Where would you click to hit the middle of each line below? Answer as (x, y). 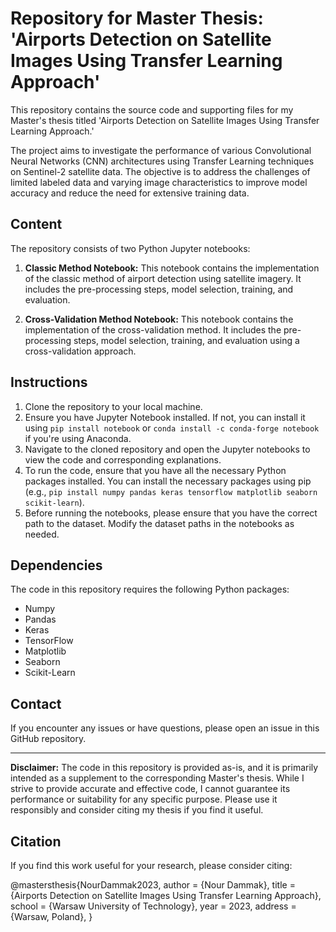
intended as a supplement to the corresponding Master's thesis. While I (157, 778)
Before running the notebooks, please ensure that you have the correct (171, 513)
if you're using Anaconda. (78, 438)
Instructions (49, 382)
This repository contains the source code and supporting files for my (152, 109)
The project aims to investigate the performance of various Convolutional (161, 150)
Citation (36, 841)
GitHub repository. (48, 739)
